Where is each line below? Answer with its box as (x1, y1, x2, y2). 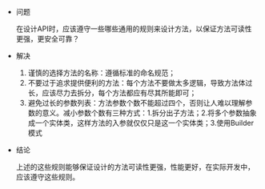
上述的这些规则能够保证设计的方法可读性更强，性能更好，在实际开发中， (15, 163, 255, 171)
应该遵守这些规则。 (15, 172, 80, 182)
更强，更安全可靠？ (15, 34, 80, 43)
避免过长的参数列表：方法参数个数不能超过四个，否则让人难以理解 (27, 99, 246, 107)
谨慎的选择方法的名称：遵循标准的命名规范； (27, 68, 176, 78)
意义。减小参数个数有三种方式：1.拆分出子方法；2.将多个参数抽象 (42, 108, 257, 118)
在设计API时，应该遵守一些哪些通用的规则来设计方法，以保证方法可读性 (15, 24, 252, 34)
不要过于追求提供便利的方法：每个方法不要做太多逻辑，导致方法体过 (27, 78, 253, 87)
